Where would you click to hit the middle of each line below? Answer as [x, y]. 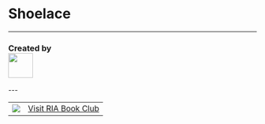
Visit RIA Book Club [64, 109]
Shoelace [39, 14]
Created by [30, 48]
